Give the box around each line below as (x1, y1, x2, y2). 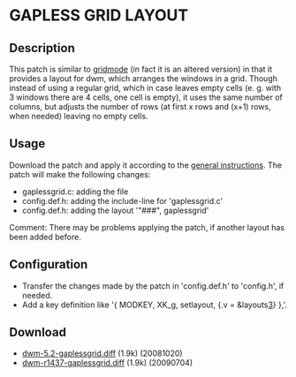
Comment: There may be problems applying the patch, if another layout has (9, 222, 285, 232)
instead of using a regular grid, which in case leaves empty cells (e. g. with (9, 83, 281, 93)
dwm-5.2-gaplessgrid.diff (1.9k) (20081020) (21, 348, 183, 358)
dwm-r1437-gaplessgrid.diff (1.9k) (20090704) (21, 358, 193, 368)
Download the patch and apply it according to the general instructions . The (9, 160, 283, 170)
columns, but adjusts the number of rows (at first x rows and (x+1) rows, (9, 102, 271, 111)
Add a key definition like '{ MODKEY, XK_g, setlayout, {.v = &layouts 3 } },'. (21, 299, 288, 310)
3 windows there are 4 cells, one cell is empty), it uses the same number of (9, 92, 283, 102)
